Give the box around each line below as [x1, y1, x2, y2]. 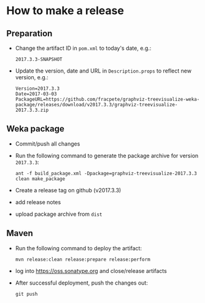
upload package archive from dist [15, 210, 102, 218]
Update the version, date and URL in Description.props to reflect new [15, 67, 192, 74]
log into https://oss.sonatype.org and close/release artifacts [15, 267, 167, 274]
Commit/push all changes [15, 140, 80, 148]
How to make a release [6, 4, 125, 18]
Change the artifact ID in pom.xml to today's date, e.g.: [15, 44, 152, 52]
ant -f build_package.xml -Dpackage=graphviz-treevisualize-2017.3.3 [15, 170, 198, 176]
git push [15, 291, 38, 297]
